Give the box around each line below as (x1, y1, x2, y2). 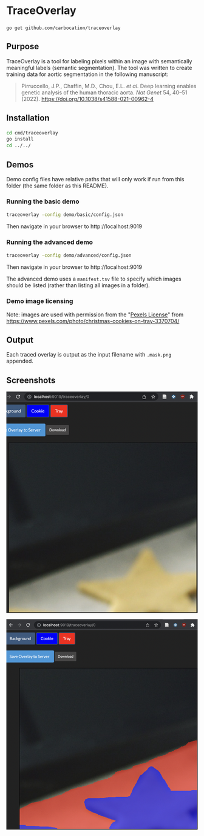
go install (6, 136, 34, 142)
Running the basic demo (6, 197, 80, 206)
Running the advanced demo (6, 238, 93, 246)
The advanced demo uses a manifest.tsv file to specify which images (6, 275, 182, 283)
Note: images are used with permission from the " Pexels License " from (6, 311, 184, 318)
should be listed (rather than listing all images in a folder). (6, 282, 150, 289)
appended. (6, 357, 33, 365)
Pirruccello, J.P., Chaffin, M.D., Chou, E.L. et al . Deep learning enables (21, 82, 197, 89)
